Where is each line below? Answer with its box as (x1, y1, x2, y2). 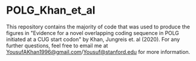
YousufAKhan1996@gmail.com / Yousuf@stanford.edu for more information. (6, 48, 191, 55)
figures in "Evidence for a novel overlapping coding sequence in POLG (6, 29, 179, 36)
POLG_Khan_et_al (6, 4, 95, 17)
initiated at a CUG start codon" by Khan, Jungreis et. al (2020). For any (6, 36, 181, 43)
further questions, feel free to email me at (6, 42, 108, 49)
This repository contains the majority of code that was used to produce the (6, 23, 191, 30)
